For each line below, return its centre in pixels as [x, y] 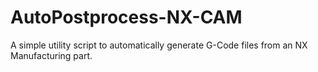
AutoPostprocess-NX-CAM [126, 17]
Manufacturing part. [51, 55]
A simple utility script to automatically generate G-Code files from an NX [159, 45]
